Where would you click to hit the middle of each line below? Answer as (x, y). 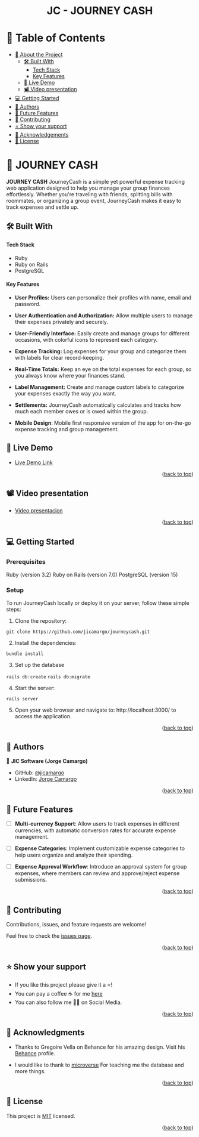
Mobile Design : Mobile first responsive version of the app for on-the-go (103, 423)
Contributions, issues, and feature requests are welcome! (76, 925)
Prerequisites (26, 561)
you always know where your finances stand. (70, 375)
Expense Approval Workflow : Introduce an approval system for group (101, 867)
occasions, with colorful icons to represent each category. (86, 339)
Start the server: (35, 688)
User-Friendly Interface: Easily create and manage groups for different (102, 333)
